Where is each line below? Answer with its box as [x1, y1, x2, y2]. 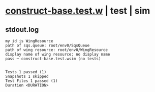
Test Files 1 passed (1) [5, 78, 58, 83]
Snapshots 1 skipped [5, 74, 49, 79]
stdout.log [5, 25, 39, 34]
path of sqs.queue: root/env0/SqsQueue [5, 43, 90, 48]
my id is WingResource [5, 38, 53, 43]
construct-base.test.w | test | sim [5, 5, 150, 17]
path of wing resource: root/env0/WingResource [5, 48, 108, 53]
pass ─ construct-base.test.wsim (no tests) [5, 56, 101, 61]
